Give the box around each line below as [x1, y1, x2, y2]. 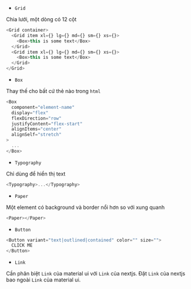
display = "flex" [11, 109, 49, 116]
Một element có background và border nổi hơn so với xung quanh [6, 204, 165, 211]
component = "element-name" [11, 104, 75, 110]
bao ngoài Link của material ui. [6, 276, 81, 284]
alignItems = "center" [11, 126, 62, 132]
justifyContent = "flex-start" [11, 121, 83, 127]
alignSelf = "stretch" [11, 132, 62, 138]
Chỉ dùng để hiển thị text [6, 170, 66, 177]
